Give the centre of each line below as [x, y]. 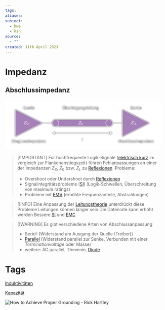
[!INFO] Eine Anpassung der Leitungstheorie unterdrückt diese [81, 204]
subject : [14, 21]
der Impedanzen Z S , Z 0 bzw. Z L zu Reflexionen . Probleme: [76, 169]
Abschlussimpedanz [38, 90]
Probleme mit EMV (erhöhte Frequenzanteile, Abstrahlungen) [87, 194]
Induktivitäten [19, 283]
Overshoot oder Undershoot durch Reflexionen [72, 178]
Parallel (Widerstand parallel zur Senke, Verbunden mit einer [86, 239]
